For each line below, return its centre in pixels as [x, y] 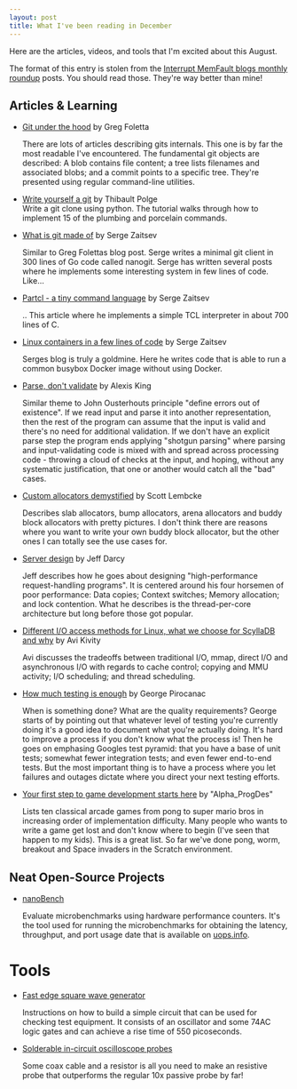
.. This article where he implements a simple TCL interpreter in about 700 [155, 316]
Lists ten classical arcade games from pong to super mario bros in [143, 812]
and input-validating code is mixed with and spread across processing [150, 451]
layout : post [33, 17]
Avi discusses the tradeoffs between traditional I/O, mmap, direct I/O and [155, 658]
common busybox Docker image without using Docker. [122, 369]
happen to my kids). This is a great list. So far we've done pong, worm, [151, 840]
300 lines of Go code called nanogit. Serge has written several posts [147, 262]
